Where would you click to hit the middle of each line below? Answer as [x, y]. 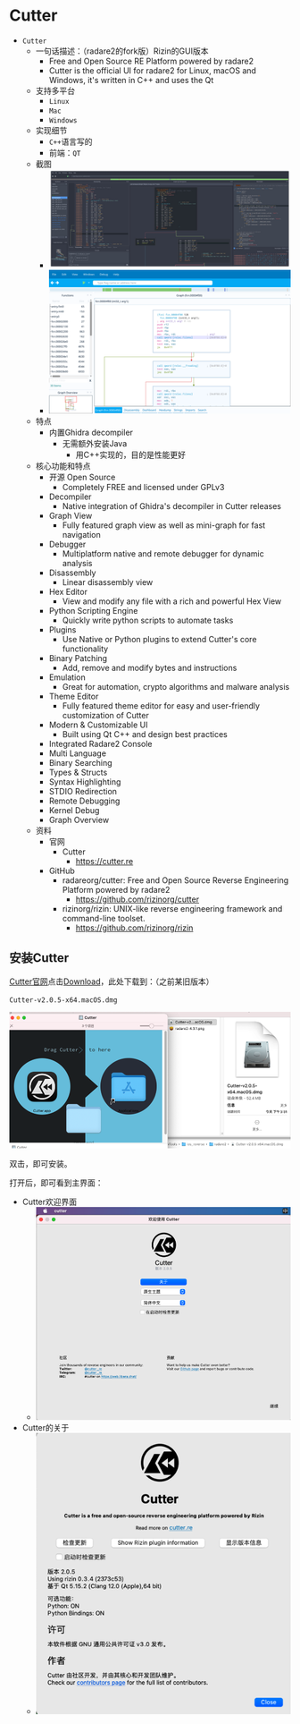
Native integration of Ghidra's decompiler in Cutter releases [171, 506]
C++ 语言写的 [71, 141]
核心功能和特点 [63, 466]
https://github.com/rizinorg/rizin [134, 928]
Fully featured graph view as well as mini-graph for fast [164, 525]
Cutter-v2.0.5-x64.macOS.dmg [63, 1000]
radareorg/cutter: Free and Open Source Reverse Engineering [175, 880]
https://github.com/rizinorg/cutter [137, 899]
